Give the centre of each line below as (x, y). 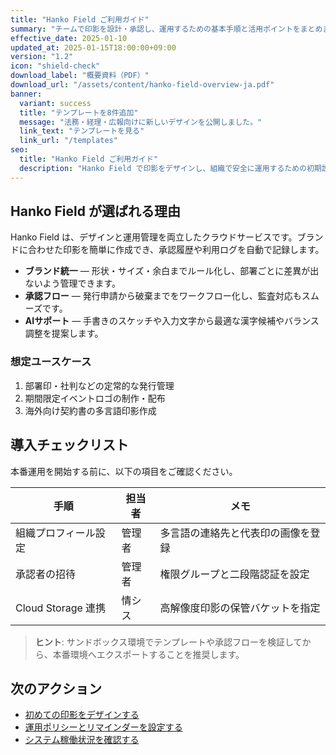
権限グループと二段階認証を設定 (234, 574)
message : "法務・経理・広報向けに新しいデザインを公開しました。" (141, 122)
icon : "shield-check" (55, 66)
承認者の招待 (46, 574)
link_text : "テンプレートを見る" (82, 131)
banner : (26, 94)
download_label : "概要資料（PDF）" (80, 76)
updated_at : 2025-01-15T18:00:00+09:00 (93, 47)
